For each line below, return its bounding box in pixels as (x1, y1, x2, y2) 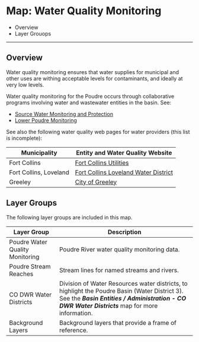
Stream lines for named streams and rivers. (59, 266, 179, 274)
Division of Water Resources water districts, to (59, 279, 188, 287)
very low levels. (6, 81, 44, 88)
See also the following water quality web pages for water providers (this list (6, 128, 190, 135)
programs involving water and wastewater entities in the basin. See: (6, 99, 172, 106)
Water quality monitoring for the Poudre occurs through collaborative (6, 92, 175, 100)
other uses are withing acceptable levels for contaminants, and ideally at (6, 75, 183, 82)
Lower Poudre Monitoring (14, 117, 77, 124)
